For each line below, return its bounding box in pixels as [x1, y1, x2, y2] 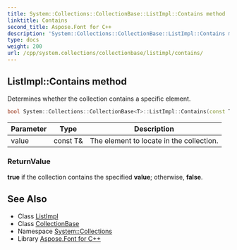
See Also [7, 193, 47, 205]
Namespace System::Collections [17, 227, 113, 235]
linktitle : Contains [7, 17, 68, 24]
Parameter [11, 124, 47, 134]
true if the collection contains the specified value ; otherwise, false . [7, 173, 203, 181]
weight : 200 [7, 43, 42, 50]
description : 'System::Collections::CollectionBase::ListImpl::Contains [7, 30, 226, 37]
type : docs [7, 37, 39, 44]
